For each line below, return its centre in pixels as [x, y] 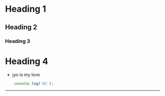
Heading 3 [18, 41]
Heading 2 [21, 27]
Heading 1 [26, 9]
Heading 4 [27, 61]
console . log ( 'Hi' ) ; [34, 84]
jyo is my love [26, 75]
